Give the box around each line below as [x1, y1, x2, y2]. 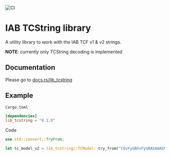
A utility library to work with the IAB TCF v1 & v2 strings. [5, 39, 121, 45]
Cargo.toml [5, 105, 28, 110]
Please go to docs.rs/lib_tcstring [5, 76, 72, 83]
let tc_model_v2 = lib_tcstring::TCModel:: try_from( [5, 146, 119, 151]
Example [5, 91, 33, 100]
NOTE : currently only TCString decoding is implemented [5, 48, 123, 55]
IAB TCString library [5, 23, 91, 34]
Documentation [5, 63, 56, 72]
